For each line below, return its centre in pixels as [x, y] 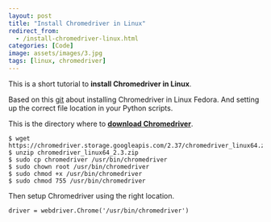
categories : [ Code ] [41, 46]
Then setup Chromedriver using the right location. [92, 195]
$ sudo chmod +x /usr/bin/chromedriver [75, 174]
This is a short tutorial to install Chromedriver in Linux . [100, 84]
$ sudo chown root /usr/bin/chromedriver [79, 166]
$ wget [19, 138]
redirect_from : [34, 31]
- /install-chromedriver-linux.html [77, 38]
